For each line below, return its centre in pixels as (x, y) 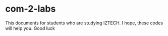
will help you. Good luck (30, 28)
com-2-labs (31, 9)
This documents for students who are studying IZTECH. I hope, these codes (84, 23)
